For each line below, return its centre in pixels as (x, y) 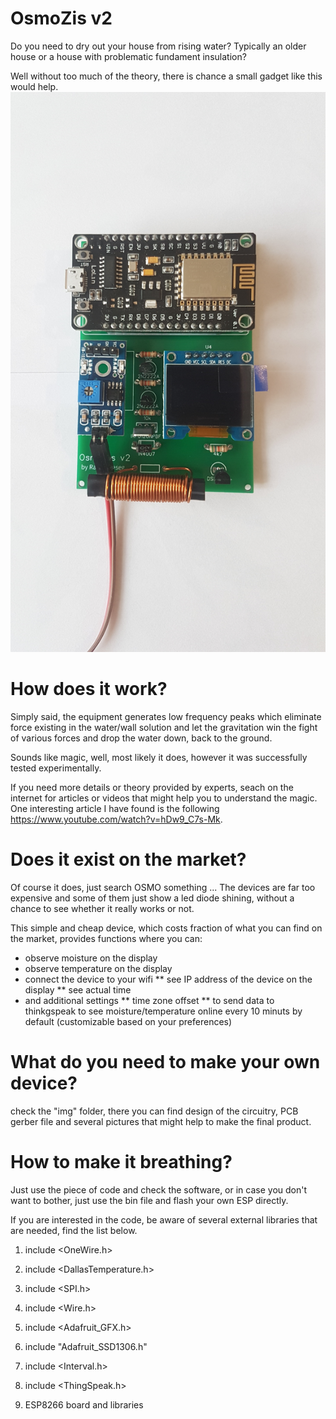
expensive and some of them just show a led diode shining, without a (152, 898)
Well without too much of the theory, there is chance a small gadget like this (166, 76)
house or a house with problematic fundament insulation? (128, 56)
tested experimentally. (56, 768)
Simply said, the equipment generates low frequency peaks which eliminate (166, 716)
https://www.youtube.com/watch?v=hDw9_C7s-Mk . (116, 819)
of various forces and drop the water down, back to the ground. (141, 738)
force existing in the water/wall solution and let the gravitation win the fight (164, 727)
